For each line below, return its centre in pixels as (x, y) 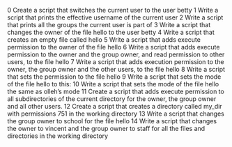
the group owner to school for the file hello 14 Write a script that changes (112, 121)
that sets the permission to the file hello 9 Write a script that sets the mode (114, 77)
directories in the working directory (58, 136)
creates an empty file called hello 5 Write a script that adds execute (104, 40)
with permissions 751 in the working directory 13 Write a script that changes (116, 114)
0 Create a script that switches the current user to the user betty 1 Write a (113, 10)
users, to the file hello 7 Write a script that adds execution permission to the (116, 62)
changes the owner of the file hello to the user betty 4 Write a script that (111, 32)
